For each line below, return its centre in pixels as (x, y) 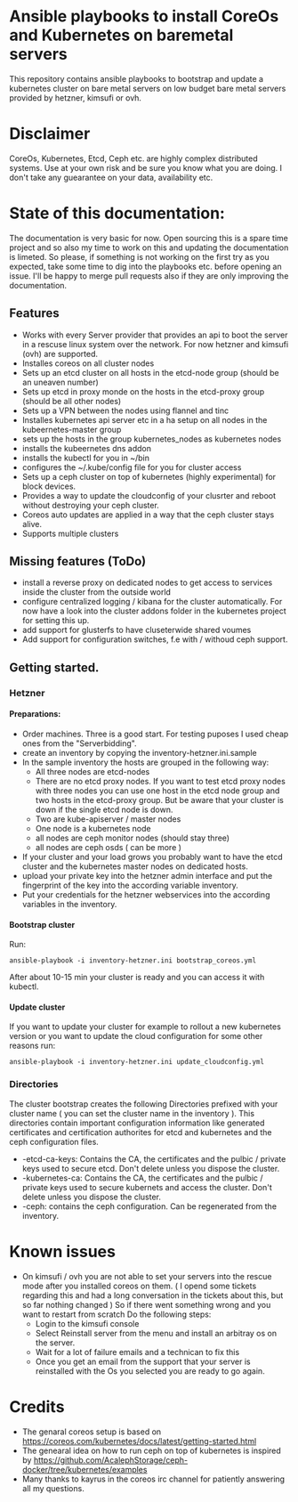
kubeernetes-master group (72, 429)
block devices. (49, 486)
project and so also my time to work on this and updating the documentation (149, 248)
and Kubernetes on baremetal (121, 35)
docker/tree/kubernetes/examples (85, 1469)
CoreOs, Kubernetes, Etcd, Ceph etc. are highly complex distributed (133, 158)
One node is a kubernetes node (93, 828)
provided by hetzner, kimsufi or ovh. (76, 97)
